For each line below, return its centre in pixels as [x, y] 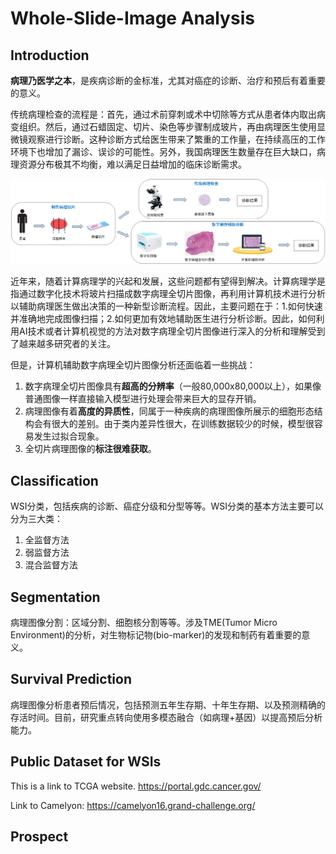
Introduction [50, 55]
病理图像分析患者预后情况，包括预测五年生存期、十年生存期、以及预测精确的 [168, 704]
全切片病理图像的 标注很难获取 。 [90, 449]
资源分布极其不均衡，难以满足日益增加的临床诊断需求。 [132, 164]
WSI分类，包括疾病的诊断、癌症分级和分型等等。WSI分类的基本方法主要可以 [167, 506]
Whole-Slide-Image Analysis [132, 18]
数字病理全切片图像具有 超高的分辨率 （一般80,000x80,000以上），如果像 [173, 386]
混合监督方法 [51, 565]
